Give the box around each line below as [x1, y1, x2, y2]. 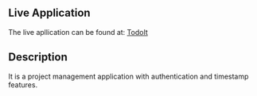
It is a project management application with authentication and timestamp [8, 71, 249, 81]
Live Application [8, 6, 91, 20]
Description [8, 51, 68, 64]
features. [8, 79, 38, 90]
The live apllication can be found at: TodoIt [8, 27, 149, 36]
